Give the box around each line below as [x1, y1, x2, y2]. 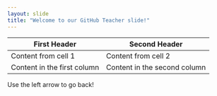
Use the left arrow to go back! [7, 80, 94, 88]
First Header [33, 39, 76, 49]
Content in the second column [105, 62, 206, 72]
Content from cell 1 [11, 50, 76, 60]
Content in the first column [11, 62, 100, 72]
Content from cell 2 [105, 50, 171, 60]
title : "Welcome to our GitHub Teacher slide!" [7, 17, 151, 24]
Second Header [129, 39, 183, 49]
